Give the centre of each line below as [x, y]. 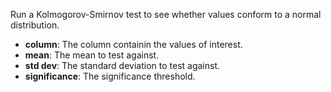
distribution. [35, 25]
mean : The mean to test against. [92, 55]
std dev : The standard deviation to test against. [122, 65]
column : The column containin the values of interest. [133, 44]
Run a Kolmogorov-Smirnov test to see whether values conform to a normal [166, 14]
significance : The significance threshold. [110, 76]
